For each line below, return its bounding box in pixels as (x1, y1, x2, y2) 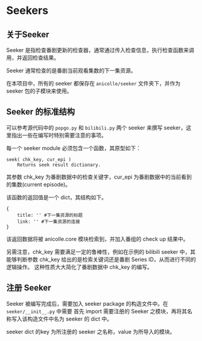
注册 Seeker (6, 283, 51, 293)
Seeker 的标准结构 (6, 107, 75, 117)
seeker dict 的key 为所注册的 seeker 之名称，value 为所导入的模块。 (6, 328, 175, 335)
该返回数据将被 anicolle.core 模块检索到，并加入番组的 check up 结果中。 (6, 235, 189, 242)
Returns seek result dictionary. (17, 162, 101, 168)
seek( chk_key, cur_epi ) (6, 156, 71, 162)
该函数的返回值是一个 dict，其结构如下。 (6, 193, 107, 200)
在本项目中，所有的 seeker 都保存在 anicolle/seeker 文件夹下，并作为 (6, 80, 181, 87)
